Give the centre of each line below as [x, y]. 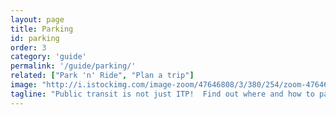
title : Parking [42, 29]
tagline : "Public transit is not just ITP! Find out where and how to [162, 94]
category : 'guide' [48, 57]
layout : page [37, 19]
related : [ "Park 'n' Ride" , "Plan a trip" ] [102, 76]
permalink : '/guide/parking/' [73, 66]
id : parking [35, 38]
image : [24, 85]
